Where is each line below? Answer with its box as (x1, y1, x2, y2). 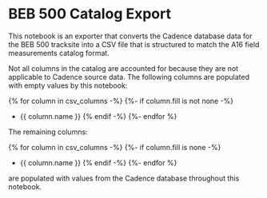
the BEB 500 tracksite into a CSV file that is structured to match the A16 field (8, 39, 260, 49)
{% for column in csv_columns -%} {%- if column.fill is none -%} (8, 142, 221, 152)
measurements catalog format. (8, 48, 110, 57)
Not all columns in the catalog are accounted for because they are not (8, 63, 238, 73)
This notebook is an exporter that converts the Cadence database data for (8, 31, 253, 41)
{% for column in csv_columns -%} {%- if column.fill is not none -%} (8, 96, 234, 105)
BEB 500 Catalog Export (8, 5, 172, 23)
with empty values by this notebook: (8, 81, 128, 90)
